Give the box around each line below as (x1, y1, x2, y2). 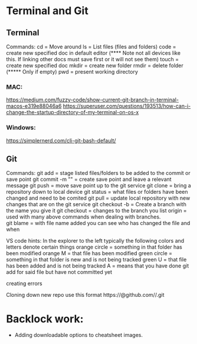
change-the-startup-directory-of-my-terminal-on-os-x (6, 109, 139, 116)
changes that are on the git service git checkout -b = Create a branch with (6, 201, 187, 208)
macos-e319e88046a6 (6, 102, 62, 110)
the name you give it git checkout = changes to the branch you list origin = (6, 207, 187, 214)
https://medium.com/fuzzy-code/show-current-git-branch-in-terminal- (6, 96, 179, 104)
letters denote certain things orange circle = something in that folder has (6, 243, 183, 251)
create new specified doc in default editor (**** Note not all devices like (6, 49, 181, 57)
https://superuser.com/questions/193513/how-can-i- (63, 102, 191, 110)
